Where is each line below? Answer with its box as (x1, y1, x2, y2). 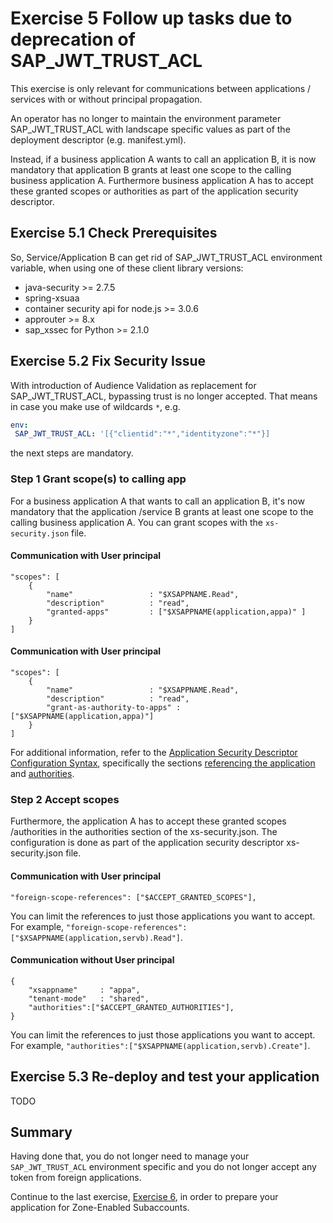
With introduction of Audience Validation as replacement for (10, 379, 257, 391)
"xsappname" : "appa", (28, 985, 141, 995)
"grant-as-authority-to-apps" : (46, 703, 182, 713)
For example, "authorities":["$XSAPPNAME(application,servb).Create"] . (10, 1039, 311, 1051)
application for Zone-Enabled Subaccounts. (10, 1202, 190, 1214)
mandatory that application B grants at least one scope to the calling (10, 163, 292, 176)
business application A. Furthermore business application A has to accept (10, 174, 314, 186)
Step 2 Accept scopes (10, 792, 120, 806)
